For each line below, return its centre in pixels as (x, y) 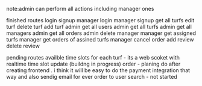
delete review (23, 46)
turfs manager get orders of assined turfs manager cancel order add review (100, 39)
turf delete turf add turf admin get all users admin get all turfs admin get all (99, 27)
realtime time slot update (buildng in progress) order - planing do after (93, 64)
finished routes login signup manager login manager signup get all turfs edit (100, 20)
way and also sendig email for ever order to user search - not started (92, 77)
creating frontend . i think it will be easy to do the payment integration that (98, 70)
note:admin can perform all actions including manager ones (80, 9)
